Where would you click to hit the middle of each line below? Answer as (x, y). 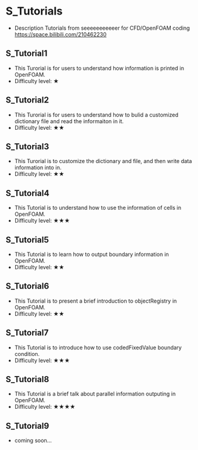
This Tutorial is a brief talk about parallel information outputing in (95, 394)
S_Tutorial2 (27, 100)
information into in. (38, 167)
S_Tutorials (34, 11)
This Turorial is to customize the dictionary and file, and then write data (103, 161)
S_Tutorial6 (28, 286)
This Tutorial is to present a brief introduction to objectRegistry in (95, 301)
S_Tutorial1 (27, 54)
